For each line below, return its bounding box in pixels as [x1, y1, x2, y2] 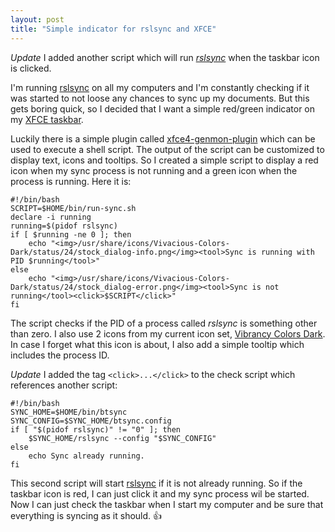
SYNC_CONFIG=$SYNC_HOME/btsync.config [10, 416, 172, 426]
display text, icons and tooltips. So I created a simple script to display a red [10, 154, 319, 166]
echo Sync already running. [28, 451, 145, 461]
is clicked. [10, 62, 52, 74]
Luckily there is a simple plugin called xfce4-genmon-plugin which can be [10, 132, 316, 145]
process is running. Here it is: [10, 175, 132, 187]
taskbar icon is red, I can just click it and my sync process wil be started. [10, 487, 310, 500]
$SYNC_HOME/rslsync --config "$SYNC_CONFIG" [28, 433, 217, 443]
